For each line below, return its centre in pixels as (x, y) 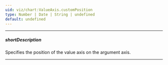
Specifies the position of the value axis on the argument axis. (68, 52)
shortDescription (23, 39)
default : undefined (25, 19)
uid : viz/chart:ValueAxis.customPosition (49, 10)
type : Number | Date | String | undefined (50, 14)
